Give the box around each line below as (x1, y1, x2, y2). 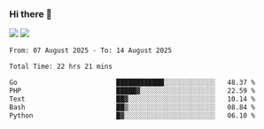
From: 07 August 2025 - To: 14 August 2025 (9, 46, 173, 56)
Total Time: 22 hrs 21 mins (9, 62, 113, 72)
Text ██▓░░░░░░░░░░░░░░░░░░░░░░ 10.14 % (9, 95, 255, 103)
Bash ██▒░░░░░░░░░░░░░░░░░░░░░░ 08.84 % (9, 102, 255, 111)
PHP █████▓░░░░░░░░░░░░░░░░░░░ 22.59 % (9, 86, 255, 95)
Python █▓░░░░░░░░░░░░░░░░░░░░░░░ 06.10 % (9, 110, 255, 120)
